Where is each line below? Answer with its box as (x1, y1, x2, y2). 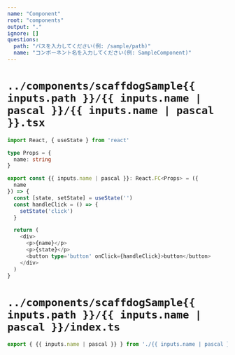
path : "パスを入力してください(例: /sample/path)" (13, 43, 152, 50)
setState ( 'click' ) (20, 207, 73, 214)
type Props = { (7, 149, 52, 156)
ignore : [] (7, 29, 39, 37)
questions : (7, 36, 39, 43)
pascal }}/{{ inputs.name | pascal (7, 104, 215, 118)
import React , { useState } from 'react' (7, 137, 130, 144)
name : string (13, 155, 52, 163)
